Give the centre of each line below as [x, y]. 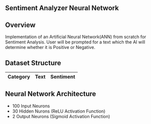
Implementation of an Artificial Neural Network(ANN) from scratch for [76, 37]
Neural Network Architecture [51, 94]
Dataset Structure [33, 63]
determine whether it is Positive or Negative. [50, 47]
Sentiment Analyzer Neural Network [62, 8]
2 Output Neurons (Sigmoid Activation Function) [61, 116]
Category [19, 77]
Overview [20, 25]
